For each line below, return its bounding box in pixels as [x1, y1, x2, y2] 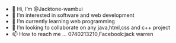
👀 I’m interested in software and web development [11, 12, 135, 19]
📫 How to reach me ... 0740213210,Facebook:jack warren [11, 31, 153, 37]
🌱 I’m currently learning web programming [11, 18, 116, 24]
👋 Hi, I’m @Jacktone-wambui [11, 6, 83, 12]
